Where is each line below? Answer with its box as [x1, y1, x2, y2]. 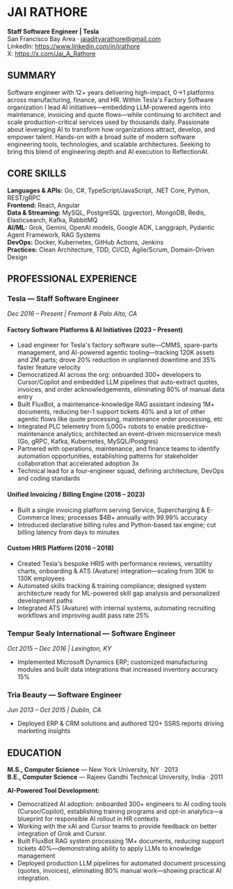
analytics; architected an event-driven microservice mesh [56, 430, 221, 438]
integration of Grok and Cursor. [17, 830, 106, 838]
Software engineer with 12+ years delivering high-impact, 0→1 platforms [7, 88, 214, 96]
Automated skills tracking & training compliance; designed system [17, 581, 207, 589]
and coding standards [17, 474, 81, 483]
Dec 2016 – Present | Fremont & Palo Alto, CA [7, 309, 138, 318]
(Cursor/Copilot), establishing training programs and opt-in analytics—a [17, 807, 223, 816]
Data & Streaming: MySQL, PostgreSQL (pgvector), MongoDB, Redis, [7, 208, 207, 217]
